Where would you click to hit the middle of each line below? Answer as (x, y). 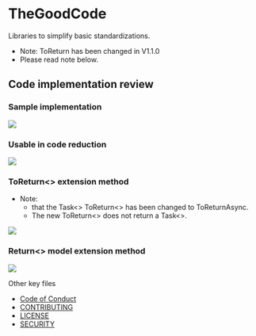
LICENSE (34, 315)
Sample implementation (55, 107)
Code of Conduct (48, 299)
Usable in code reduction (57, 144)
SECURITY (37, 324)
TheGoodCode (57, 14)
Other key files (32, 283)
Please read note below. (59, 59)
